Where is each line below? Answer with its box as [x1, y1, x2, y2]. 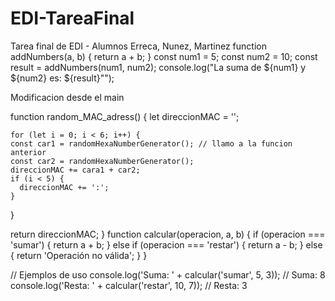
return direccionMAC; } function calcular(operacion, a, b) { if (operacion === [10, 228, 326, 240]
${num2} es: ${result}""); [10, 72, 115, 84]
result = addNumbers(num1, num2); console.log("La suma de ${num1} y [10, 61, 307, 73]
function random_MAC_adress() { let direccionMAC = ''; [10, 110, 240, 122]
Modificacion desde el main [10, 91, 125, 103]
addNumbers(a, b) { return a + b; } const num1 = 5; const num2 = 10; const [10, 50, 318, 62]
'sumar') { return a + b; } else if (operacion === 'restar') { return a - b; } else [10, 238, 323, 251]
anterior [10, 147, 47, 157]
